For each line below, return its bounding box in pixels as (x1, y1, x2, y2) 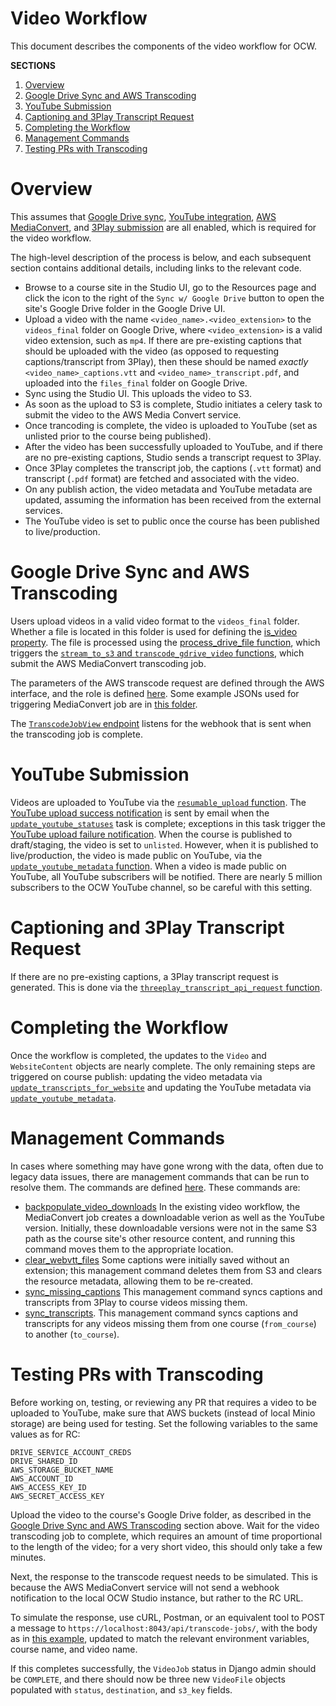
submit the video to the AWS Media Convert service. (24, 408, 242, 421)
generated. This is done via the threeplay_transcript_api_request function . (10, 981, 323, 993)
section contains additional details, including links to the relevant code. (10, 262, 302, 274)
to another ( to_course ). (24, 1328, 120, 1340)
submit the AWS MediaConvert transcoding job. (10, 657, 207, 669)
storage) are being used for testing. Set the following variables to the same (10, 1417, 318, 1429)
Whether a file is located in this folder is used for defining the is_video (10, 625, 298, 637)
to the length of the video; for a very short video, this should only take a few (10, 1540, 323, 1552)
